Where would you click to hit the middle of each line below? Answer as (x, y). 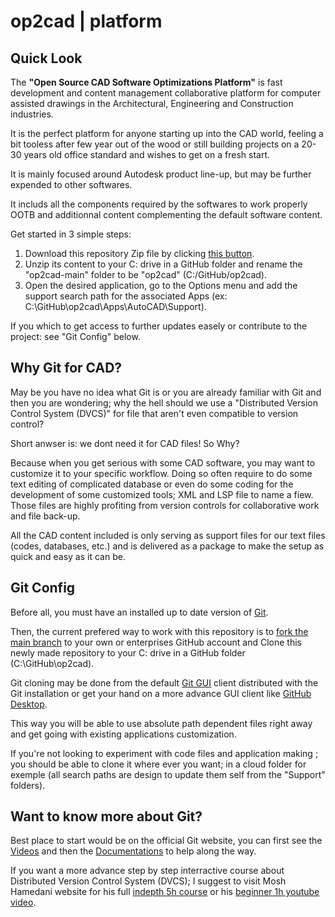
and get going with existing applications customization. (123, 734)
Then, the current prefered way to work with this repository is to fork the (159, 631)
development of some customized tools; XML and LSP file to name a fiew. (162, 494)
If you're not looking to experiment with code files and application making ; (164, 753)
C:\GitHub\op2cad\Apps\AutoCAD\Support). (115, 306)
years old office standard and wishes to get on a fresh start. (146, 154)
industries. (32, 114)
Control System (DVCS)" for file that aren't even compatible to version (154, 413)
